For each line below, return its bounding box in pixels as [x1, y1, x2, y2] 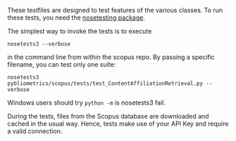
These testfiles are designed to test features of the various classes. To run [7, 6, 223, 14]
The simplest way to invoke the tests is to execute [7, 27, 152, 35]
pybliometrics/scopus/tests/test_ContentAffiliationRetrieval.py [7, 80, 203, 87]
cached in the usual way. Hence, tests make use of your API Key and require [7, 119, 229, 128]
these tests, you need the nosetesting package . [7, 13, 146, 22]
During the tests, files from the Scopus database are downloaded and [7, 112, 209, 120]
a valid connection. [7, 127, 63, 135]
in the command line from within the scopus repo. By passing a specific [7, 53, 215, 61]
